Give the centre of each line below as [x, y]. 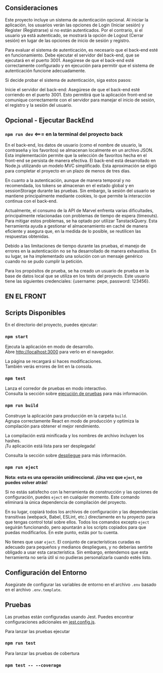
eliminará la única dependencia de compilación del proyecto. [66, 502]
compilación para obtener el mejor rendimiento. [53, 426]
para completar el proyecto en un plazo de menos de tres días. [68, 171]
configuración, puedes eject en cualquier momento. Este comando [72, 497]
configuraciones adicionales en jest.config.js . [51, 622]
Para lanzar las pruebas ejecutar [37, 631]
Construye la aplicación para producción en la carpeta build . [66, 416]
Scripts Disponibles [35, 313]
